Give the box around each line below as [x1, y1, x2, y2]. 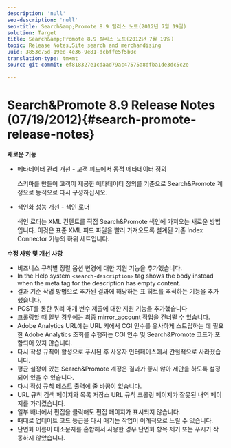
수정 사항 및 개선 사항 [7, 249, 63, 257]
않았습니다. [35, 434, 65, 442]
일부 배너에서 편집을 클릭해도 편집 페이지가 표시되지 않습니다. [16, 407, 181, 416]
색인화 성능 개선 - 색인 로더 [16, 203, 90, 211]
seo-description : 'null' [7, 17, 78, 23]
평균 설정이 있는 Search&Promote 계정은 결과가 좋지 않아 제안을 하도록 [16, 365, 208, 373]
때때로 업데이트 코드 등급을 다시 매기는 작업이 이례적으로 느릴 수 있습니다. [16, 416, 214, 425]
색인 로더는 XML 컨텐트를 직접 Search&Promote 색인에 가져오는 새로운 [16, 217, 208, 225]
